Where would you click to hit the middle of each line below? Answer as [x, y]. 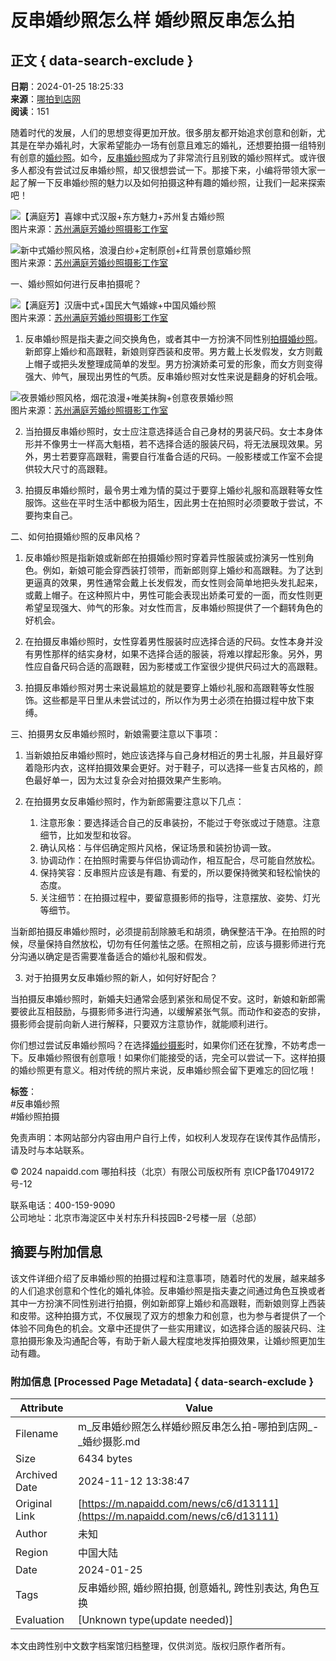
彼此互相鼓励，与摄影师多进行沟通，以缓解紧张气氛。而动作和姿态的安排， [172, 1011]
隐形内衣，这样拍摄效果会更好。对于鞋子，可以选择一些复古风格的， [174, 767]
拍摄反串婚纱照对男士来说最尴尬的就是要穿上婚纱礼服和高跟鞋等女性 [165, 687]
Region [32, 1553]
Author [31, 1534]
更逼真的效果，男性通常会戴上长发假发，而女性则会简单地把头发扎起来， [173, 582]
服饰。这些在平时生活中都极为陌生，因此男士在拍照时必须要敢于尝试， [169, 502]
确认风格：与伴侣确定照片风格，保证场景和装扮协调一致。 [158, 847]
